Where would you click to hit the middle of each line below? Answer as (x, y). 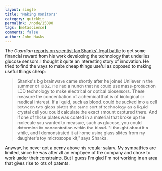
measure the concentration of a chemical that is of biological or (81, 96)
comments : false (21, 32)
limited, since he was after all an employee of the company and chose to (78, 152)
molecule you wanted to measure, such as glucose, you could (79, 122)
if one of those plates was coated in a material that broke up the (81, 117)
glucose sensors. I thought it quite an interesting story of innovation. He (77, 61)
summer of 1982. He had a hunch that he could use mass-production (86, 86)
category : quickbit (25, 19)
